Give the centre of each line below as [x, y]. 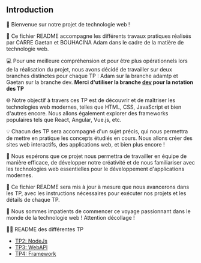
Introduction [30, 10]
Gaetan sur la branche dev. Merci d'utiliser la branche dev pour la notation [100, 82]
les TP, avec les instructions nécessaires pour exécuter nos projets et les [96, 193]
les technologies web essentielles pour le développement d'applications [95, 169]
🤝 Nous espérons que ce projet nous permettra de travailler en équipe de [97, 156]
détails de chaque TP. [33, 199]
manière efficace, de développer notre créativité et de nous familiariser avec [100, 162]
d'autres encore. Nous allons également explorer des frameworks [87, 113]
